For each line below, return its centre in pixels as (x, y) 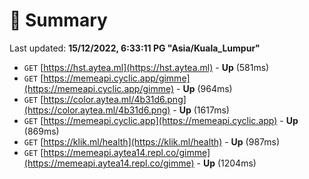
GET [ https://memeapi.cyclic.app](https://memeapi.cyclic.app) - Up (161, 120)
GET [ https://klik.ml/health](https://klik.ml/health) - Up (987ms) (152, 141)
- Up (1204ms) (226, 163)
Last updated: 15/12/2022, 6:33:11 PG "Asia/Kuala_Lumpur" (135, 48)
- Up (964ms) (204, 88)
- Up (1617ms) (201, 110)
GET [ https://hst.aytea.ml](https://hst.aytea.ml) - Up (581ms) (146, 67)
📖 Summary (58, 20)
